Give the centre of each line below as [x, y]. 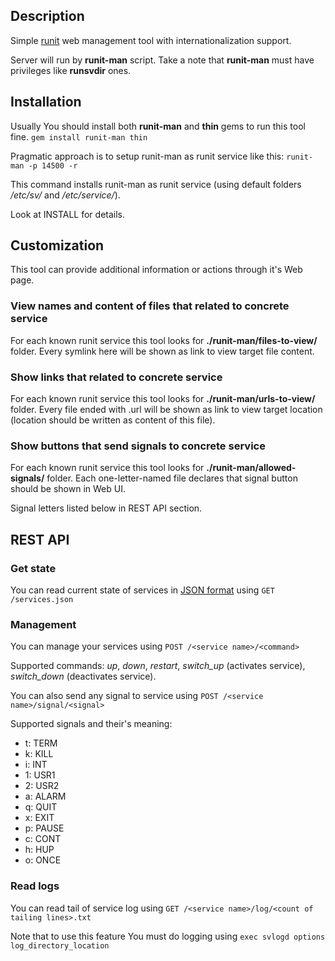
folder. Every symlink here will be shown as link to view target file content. [162, 351]
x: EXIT [39, 818]
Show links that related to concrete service [116, 377]
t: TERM [41, 743]
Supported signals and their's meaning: [91, 724]
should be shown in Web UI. [68, 489]
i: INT [36, 765]
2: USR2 [42, 786]
